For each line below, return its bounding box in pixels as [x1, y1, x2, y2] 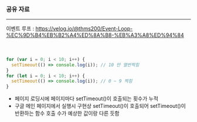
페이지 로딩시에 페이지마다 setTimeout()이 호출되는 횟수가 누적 [14, 95, 158, 102]
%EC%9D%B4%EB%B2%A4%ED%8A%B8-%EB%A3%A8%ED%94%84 [6, 32, 185, 39]
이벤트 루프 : [6, 25, 35, 32]
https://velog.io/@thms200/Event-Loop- [35, 25, 133, 32]
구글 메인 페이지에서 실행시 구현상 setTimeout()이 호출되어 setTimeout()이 [14, 103, 186, 110]
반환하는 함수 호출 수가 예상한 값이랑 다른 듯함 [14, 110, 120, 117]
